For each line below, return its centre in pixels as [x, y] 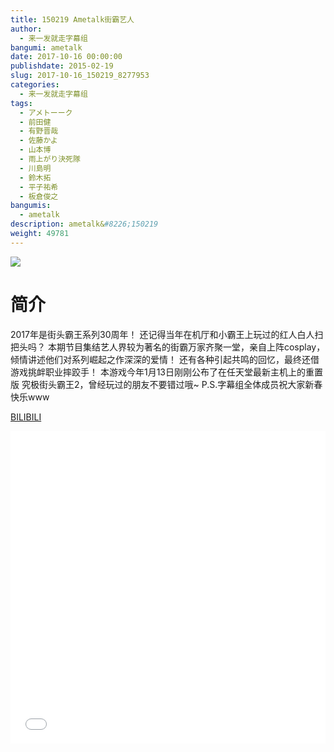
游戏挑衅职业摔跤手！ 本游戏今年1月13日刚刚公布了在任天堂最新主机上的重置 [166, 372]
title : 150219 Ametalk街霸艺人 [72, 19]
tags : [21, 103]
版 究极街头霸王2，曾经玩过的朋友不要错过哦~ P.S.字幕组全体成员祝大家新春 [166, 384]
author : [26, 29]
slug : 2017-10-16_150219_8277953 [80, 76]
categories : [35, 85]
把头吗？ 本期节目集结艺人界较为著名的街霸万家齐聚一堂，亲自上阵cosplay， [168, 347]
